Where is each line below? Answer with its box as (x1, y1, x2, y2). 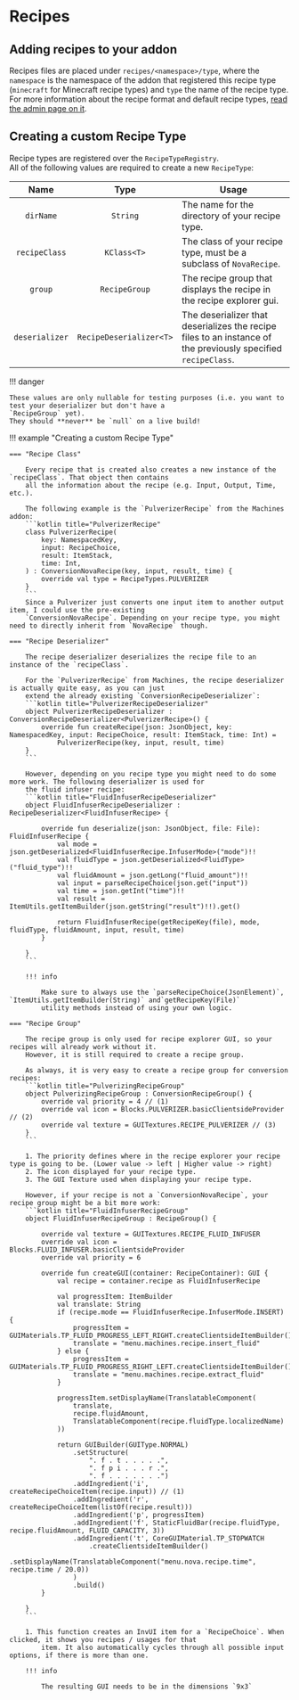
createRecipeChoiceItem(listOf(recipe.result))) (9, 1502, 193, 1512)
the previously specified (182, 341, 283, 354)
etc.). (9, 489, 34, 497)
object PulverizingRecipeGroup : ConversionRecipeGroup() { (25, 1089, 253, 1098)
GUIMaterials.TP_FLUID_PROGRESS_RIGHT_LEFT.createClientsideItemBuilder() (9, 1362, 293, 1371)
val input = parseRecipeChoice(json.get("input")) (56, 878, 249, 888)
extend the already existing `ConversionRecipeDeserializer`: (25, 691, 261, 701)
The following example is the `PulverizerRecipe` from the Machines (25, 504, 285, 513)
